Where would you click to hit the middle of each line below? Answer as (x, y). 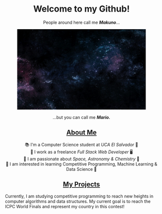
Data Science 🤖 (81, 169)
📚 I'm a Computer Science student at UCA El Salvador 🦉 (81, 145)
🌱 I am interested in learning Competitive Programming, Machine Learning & (81, 164)
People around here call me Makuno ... (81, 22)
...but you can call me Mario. (81, 117)
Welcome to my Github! (81, 9)
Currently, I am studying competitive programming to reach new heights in (79, 196)
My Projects (81, 185)
